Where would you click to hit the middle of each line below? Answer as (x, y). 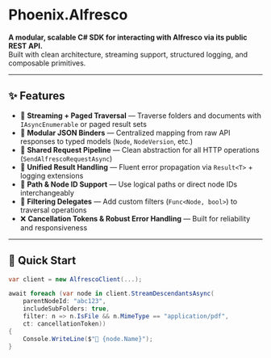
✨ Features (37, 96)
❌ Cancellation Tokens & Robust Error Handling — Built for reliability (135, 218)
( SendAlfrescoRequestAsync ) (66, 158)
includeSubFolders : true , (67, 309)
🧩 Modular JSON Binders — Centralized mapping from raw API (125, 133)
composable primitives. (47, 63)
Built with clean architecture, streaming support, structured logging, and (128, 54)
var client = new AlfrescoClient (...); (75, 279)
